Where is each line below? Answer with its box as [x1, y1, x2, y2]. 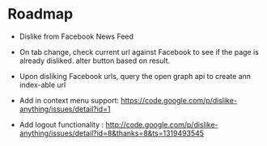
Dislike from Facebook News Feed [19, 31, 134, 41]
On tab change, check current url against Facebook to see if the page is [19, 47, 260, 56]
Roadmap [7, 5, 74, 23]
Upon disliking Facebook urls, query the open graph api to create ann [19, 71, 252, 81]
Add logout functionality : [19, 119, 104, 129]
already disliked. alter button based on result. [19, 56, 171, 65]
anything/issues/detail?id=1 [19, 104, 111, 114]
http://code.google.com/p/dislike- [105, 119, 219, 129]
